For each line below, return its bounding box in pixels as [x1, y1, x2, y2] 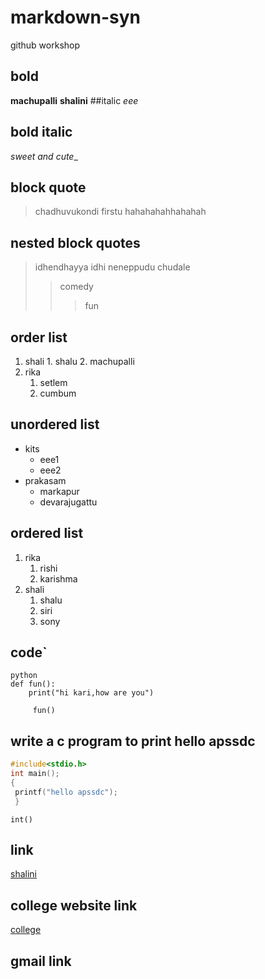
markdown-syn [10, 6, 142, 29]
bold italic [10, 124, 73, 141]
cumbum [39, 387, 77, 399]
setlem [39, 377, 68, 388]
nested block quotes [10, 234, 141, 251]
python [10, 671, 38, 681]
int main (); [10, 769, 60, 779]
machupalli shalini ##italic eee [10, 94, 139, 106]
